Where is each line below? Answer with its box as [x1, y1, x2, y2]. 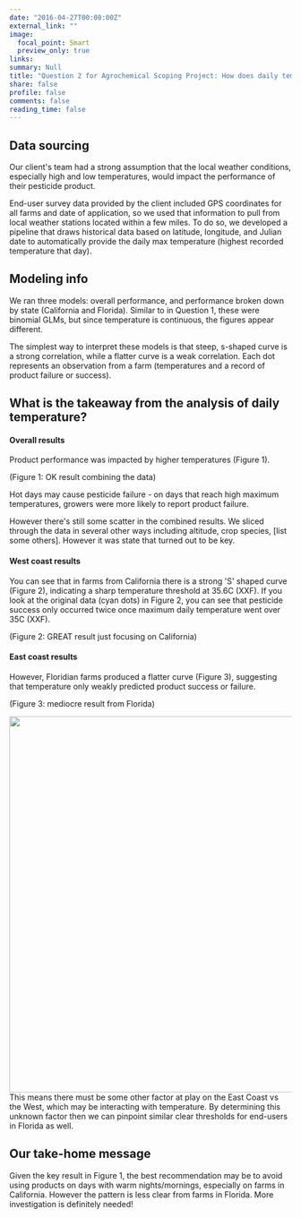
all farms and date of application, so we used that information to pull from [9, 208, 280, 219]
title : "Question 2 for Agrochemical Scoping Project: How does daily [9, 72, 279, 81]
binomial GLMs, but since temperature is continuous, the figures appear [9, 314, 275, 325]
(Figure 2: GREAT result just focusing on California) [9, 630, 197, 641]
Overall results [9, 434, 65, 445]
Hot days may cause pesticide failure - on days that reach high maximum [9, 489, 279, 500]
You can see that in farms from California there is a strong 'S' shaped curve [9, 575, 288, 587]
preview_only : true [17, 47, 90, 56]
